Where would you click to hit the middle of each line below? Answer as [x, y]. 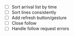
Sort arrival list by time [34, 7]
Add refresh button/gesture [39, 18]
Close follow [24, 23]
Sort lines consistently [34, 12]
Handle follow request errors [40, 29]
